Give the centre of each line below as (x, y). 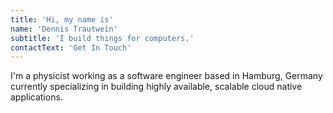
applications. (36, 97)
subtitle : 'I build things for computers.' (102, 38)
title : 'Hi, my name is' (62, 19)
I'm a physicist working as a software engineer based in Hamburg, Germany (166, 76)
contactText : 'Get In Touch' (71, 47)
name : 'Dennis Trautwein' (64, 29)
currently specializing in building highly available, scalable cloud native (156, 87)
